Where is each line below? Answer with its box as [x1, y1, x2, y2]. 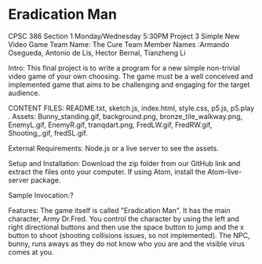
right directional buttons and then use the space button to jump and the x [8, 222, 245, 232]
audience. [8, 88, 41, 97]
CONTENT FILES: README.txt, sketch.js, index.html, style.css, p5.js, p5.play [8, 103, 255, 113]
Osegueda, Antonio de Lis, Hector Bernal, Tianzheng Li [8, 48, 186, 57]
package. [31, 175, 61, 185]
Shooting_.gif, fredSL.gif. [8, 128, 88, 138]
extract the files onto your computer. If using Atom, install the [8, 167, 206, 176]
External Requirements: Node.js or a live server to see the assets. [8, 143, 220, 153]
